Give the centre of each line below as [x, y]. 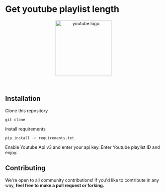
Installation [23, 98]
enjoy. [11, 152]
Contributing [25, 168]
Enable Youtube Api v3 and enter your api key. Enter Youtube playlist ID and [82, 147]
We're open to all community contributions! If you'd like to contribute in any [82, 180]
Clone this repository [27, 111]
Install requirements [25, 129]
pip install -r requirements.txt [40, 138]
